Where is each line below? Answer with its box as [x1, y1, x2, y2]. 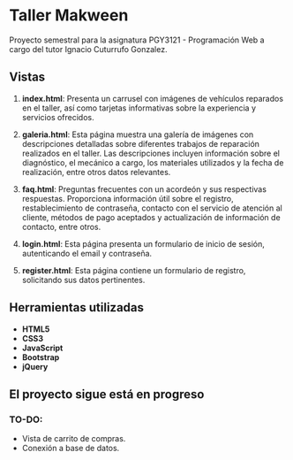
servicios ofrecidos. [21, 111, 94, 122]
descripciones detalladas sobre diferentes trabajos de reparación [21, 138, 260, 149]
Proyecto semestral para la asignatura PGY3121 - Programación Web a [9, 34, 265, 45]
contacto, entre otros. [21, 221, 101, 232]
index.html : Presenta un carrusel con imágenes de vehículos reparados [21, 93, 284, 103]
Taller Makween [9, 5, 129, 26]
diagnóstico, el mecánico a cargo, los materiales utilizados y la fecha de [21, 157, 284, 168]
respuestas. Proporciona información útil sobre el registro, [21, 193, 234, 203]
